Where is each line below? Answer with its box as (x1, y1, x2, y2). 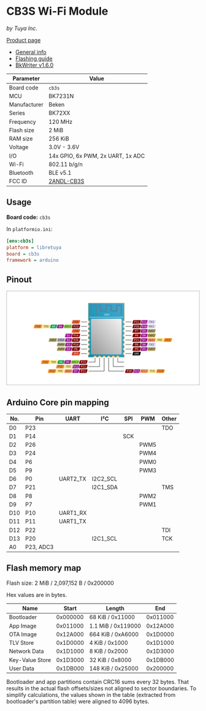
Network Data (9, 648, 44, 655)
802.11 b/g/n (48, 161, 83, 168)
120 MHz (48, 118, 72, 125)
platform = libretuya (6, 244, 62, 251)
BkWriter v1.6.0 (15, 61, 54, 69)
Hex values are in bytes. (6, 591, 67, 598)
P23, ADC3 (25, 544, 54, 551)
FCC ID (9, 178, 28, 185)
